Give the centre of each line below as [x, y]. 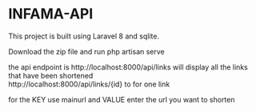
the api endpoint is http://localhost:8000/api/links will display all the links [128, 67]
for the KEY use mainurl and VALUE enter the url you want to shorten [122, 99]
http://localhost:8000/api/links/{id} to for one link [89, 84]
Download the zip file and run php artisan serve [87, 51]
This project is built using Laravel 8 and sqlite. [84, 36]
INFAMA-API [51, 14]
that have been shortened [51, 75]
